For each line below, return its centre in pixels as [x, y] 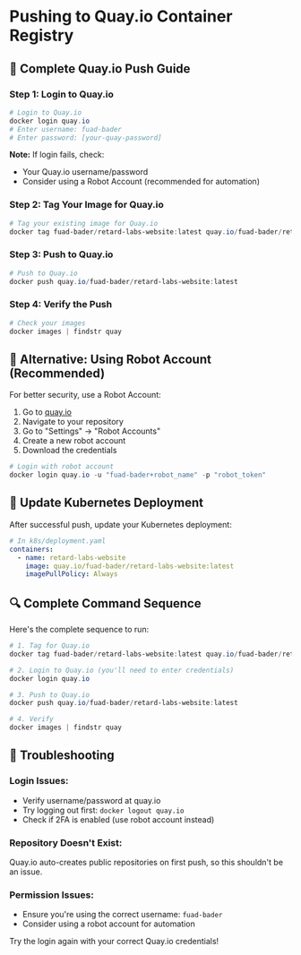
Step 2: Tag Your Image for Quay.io [86, 205]
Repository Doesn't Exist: [66, 842]
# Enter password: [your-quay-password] [86, 138]
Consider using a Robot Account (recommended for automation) [141, 182]
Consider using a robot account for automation [108, 924]
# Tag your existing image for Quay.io [84, 223]
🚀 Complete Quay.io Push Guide [100, 69]
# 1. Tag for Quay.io [50, 646]
